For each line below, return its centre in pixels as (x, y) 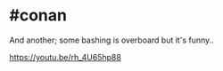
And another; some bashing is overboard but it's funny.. (111, 40)
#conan (38, 16)
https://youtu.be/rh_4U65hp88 (66, 57)
